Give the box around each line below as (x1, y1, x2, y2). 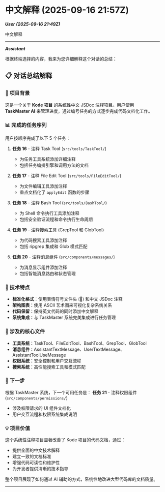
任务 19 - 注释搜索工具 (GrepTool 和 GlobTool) (12, 227, 104, 233)
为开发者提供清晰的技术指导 (12, 466, 69, 472)
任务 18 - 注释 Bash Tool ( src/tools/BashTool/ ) (12, 200, 107, 206)
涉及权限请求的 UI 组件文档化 (12, 405, 71, 411)
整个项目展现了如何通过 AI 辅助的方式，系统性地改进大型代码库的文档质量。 (5, 476, 158, 482)
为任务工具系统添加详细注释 (19, 156, 76, 162)
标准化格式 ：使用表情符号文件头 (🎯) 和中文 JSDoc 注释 (12, 296, 123, 302)
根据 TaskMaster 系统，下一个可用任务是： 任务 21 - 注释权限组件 (5, 389, 137, 395)
